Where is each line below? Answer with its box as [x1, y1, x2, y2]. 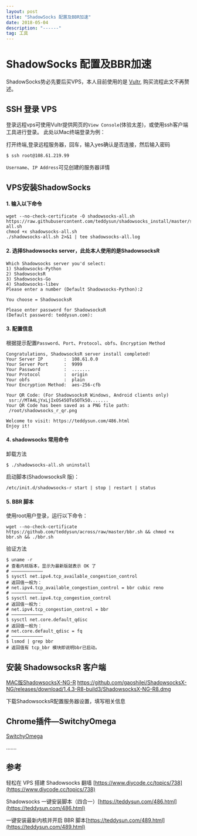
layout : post [6, 8, 38, 15]
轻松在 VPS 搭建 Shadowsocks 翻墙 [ [6, 779, 96, 786]
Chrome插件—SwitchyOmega [6, 717, 117, 727]
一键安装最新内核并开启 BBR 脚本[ [6, 817, 88, 824]
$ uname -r [6, 557, 33, 563]
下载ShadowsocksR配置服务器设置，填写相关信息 [6, 698, 126, 705]
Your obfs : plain [6, 377, 85, 383]
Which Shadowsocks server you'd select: [6, 260, 107, 266]
